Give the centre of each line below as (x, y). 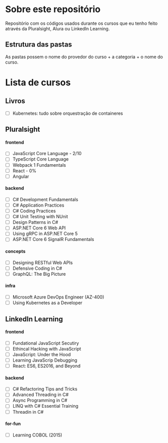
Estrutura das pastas (39, 45)
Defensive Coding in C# (37, 268)
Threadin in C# (28, 412)
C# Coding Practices (34, 211)
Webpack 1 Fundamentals (39, 165)
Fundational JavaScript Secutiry (46, 343)
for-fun (13, 424)
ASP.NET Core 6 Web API (39, 228)
